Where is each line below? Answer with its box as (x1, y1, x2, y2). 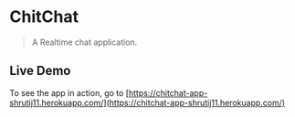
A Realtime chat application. (31, 37, 138, 48)
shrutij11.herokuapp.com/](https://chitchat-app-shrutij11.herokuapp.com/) (9, 97, 286, 108)
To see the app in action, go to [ (9, 87, 130, 98)
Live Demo (9, 63, 71, 79)
